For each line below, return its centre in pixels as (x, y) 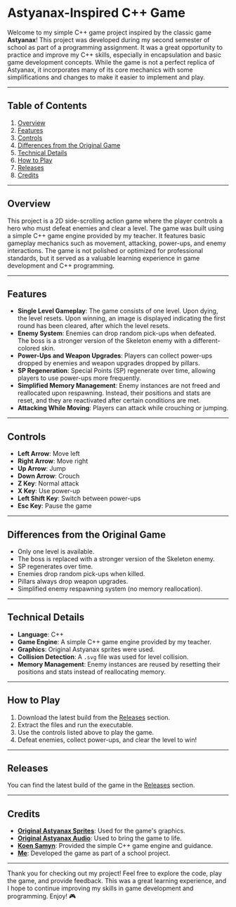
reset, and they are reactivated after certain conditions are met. (109, 400)
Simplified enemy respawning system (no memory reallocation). (110, 589)
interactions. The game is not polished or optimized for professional (105, 250)
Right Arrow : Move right (53, 461)
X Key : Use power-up (49, 491)
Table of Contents (47, 106)
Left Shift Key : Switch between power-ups (79, 498)
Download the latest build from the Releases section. (94, 717)
